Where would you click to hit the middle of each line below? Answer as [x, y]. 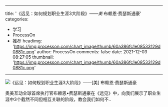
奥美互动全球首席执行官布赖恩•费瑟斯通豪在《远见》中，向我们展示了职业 [81, 93]
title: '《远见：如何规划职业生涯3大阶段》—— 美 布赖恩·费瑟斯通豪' [73, 13]
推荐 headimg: [27, 41]
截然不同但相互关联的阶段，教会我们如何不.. [66, 99]
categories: [17, 19]
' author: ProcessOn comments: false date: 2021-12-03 [91, 52]
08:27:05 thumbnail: [33, 57]
